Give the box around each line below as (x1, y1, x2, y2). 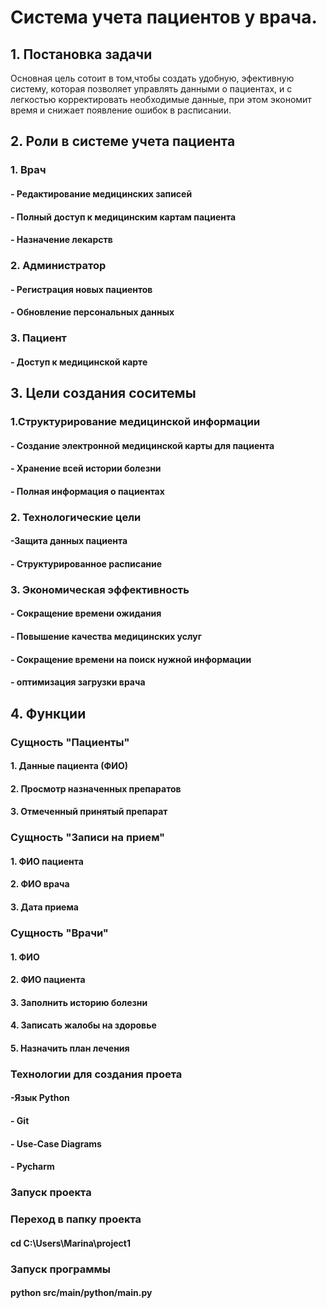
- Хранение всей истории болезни (10, 462, 162, 475)
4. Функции (10, 705, 87, 722)
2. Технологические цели (10, 510, 142, 524)
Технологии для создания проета (10, 1067, 183, 1081)
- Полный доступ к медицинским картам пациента (10, 211, 237, 223)
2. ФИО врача (10, 878, 70, 890)
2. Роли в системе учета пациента (10, 133, 236, 150)
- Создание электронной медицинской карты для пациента (10, 439, 275, 451)
